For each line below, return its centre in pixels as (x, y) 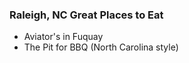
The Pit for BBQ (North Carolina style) (101, 47)
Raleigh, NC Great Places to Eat (86, 15)
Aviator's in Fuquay (63, 37)
